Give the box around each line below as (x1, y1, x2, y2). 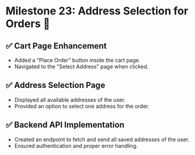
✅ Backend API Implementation (5, 120, 125, 130)
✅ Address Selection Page (5, 80, 105, 90)
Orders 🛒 (5, 17, 50, 31)
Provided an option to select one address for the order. (14, 102, 150, 110)
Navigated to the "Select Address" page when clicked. (14, 63, 149, 70)
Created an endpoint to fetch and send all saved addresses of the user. (14, 136, 190, 143)
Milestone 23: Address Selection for (5, 4, 189, 18)
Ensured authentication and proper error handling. (14, 142, 138, 149)
